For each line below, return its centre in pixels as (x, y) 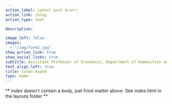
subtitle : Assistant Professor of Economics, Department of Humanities (83, 62)
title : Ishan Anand (26, 71)
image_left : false (25, 38)
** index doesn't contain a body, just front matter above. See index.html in (83, 91)
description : (19, 29)
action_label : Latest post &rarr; (42, 10)
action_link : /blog (26, 15)
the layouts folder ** (27, 96)
